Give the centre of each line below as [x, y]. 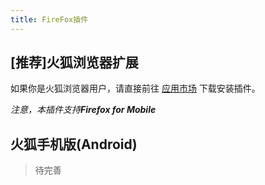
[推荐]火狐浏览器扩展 [74, 62]
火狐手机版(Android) [74, 144]
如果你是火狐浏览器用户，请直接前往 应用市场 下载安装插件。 [135, 88]
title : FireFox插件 [49, 19]
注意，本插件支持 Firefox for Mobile [83, 110]
